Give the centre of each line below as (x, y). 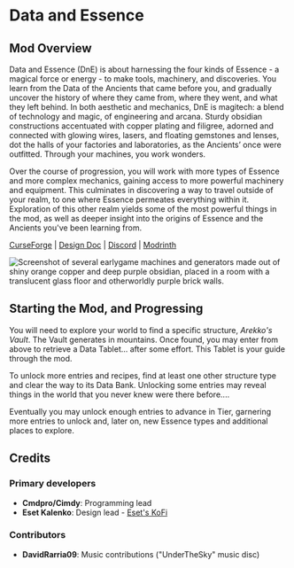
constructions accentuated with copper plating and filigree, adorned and (142, 126)
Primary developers (53, 484)
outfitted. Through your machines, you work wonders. (108, 154)
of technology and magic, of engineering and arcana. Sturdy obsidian (136, 117)
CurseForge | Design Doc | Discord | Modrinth (93, 245)
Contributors (38, 535)
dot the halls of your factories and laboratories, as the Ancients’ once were (145, 144)
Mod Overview (50, 48)
